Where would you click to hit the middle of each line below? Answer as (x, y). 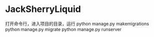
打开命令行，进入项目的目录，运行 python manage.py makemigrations (77, 23)
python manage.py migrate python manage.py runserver (63, 29)
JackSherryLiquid (43, 9)
